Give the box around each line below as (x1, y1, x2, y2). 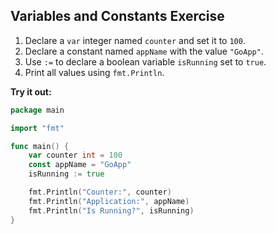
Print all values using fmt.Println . (24, 66, 165, 78)
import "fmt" (10, 123, 65, 133)
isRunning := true (28, 169, 105, 179)
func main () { (10, 141, 70, 151)
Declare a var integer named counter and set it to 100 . (24, 34, 246, 46)
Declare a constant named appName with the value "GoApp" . (24, 45, 264, 57)
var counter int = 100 (28, 150, 123, 161)
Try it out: (10, 85, 52, 98)
